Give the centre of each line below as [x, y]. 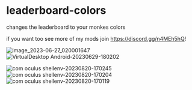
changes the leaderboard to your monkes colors [66, 27]
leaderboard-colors [56, 10]
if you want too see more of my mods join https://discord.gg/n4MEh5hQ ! [96, 38]
